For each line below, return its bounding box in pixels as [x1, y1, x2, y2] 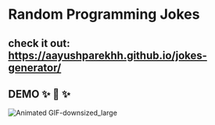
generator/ [8, 61, 62, 74]
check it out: [8, 37, 70, 50]
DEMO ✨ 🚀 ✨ [8, 87, 70, 101]
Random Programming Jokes [8, 5, 200, 23]
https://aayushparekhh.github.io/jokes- [8, 48, 207, 62]
